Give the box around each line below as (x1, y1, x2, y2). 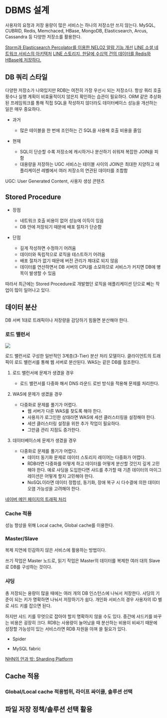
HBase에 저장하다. (5, 57, 41, 63)
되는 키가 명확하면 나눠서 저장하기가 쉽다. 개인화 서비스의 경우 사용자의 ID (14, 596, 157, 602)
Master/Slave (5, 535, 38, 542)
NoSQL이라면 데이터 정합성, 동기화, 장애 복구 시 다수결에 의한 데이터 (27, 479, 161, 485)
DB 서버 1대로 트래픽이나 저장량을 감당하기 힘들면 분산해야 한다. (5, 317, 129, 323)
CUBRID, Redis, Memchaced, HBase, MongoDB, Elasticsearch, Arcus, (5, 28, 148, 34)
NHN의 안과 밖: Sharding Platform (5, 656, 73, 662)
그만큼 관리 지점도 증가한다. (27, 426, 81, 432)
